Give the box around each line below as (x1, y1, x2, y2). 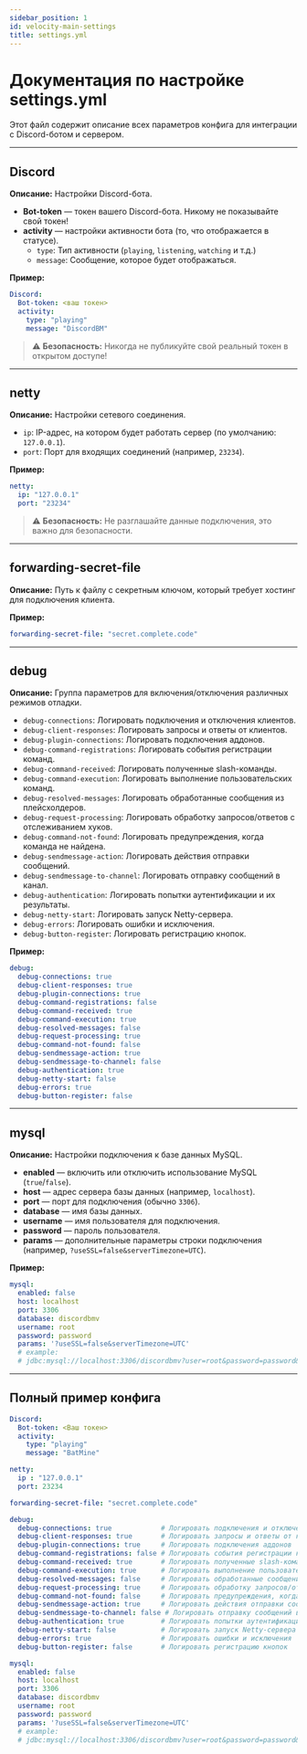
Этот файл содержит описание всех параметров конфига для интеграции (9, 120, 298, 131)
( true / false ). (22, 1177, 71, 1188)
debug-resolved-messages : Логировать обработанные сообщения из (22, 792, 285, 804)
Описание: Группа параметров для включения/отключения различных (9, 687, 289, 699)
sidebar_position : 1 (9, 13, 89, 23)
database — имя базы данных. (22, 1206, 143, 1217)
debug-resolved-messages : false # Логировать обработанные (17, 1574, 263, 1583)
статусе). (22, 235, 59, 247)
